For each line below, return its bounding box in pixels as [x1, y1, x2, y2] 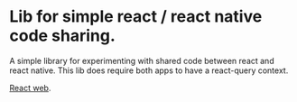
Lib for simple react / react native [9, 6, 263, 27]
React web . [9, 82, 51, 93]
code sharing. [9, 25, 116, 46]
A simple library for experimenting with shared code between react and [9, 55, 274, 66]
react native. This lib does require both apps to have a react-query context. [9, 65, 289, 76]
